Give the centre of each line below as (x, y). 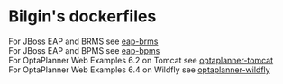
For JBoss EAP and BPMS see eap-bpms (84, 50)
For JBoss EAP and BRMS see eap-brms (83, 41)
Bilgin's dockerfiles (82, 17)
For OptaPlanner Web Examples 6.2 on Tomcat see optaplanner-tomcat (141, 60)
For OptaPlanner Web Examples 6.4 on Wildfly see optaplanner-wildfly (140, 70)
